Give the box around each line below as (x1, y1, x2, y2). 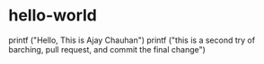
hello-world (8, 5, 98, 26)
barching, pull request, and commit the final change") (8, 44, 206, 54)
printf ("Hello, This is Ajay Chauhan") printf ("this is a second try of (8, 35, 256, 45)
